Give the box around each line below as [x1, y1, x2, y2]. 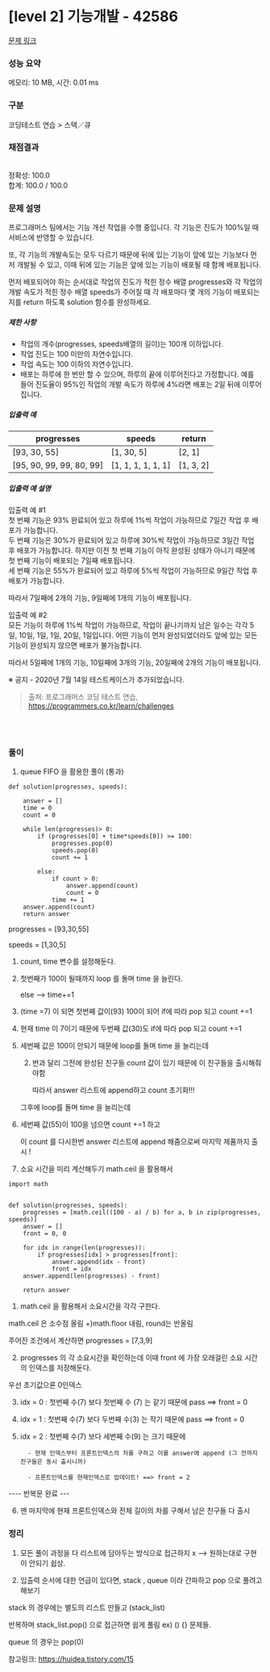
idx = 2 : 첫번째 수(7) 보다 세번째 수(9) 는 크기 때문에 [19, 1431, 186, 1442]
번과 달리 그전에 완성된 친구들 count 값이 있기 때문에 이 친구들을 [31, 1058, 234, 1068]
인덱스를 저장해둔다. [28, 1363, 92, 1373]
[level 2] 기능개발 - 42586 [8, 7, 179, 26]
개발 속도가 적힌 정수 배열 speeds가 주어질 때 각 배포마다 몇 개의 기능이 [8, 288, 232, 297]
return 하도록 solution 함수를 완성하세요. [23, 297, 152, 307]
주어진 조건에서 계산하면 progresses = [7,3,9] [8, 1336, 153, 1346]
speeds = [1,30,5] [8, 940, 67, 950]
